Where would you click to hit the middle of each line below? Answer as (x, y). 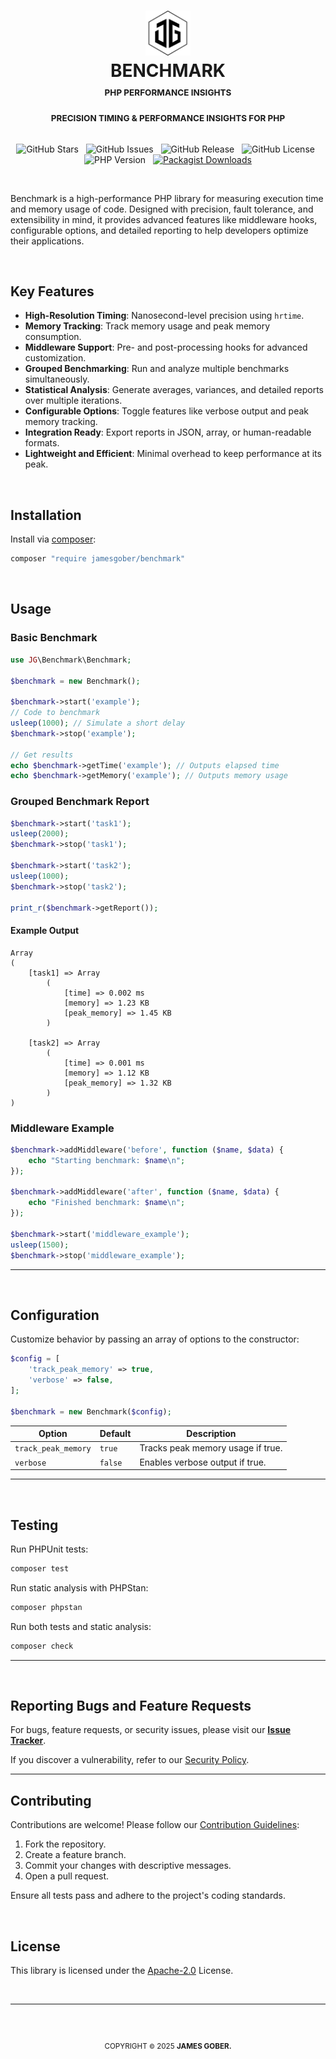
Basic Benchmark (54, 638)
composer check (42, 1646)
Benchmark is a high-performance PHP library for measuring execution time (167, 198)
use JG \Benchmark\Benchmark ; (71, 660)
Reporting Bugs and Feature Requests (131, 1705)
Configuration (55, 1315)
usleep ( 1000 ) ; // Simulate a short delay (98, 723)
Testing (34, 1525)
